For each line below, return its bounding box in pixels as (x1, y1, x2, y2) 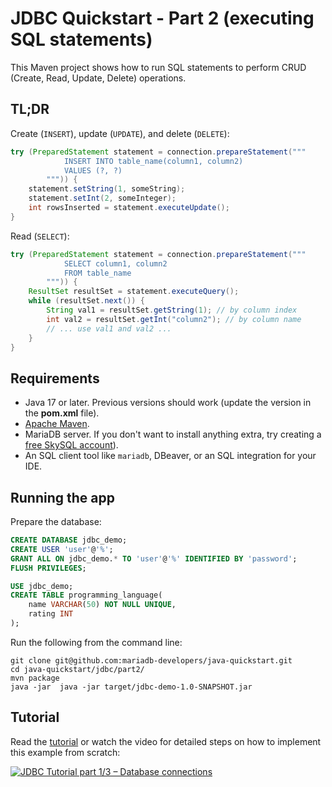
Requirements (10, 370, 100, 387)
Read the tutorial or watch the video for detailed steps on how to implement (10, 735, 322, 747)
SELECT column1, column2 (63, 258, 168, 269)
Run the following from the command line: (10, 636, 183, 648)
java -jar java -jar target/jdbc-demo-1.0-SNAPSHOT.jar (10, 682, 253, 692)
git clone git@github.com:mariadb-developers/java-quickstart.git (10, 655, 293, 666)
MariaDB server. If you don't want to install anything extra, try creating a (24, 428, 322, 441)
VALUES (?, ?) (63, 165, 123, 176)
